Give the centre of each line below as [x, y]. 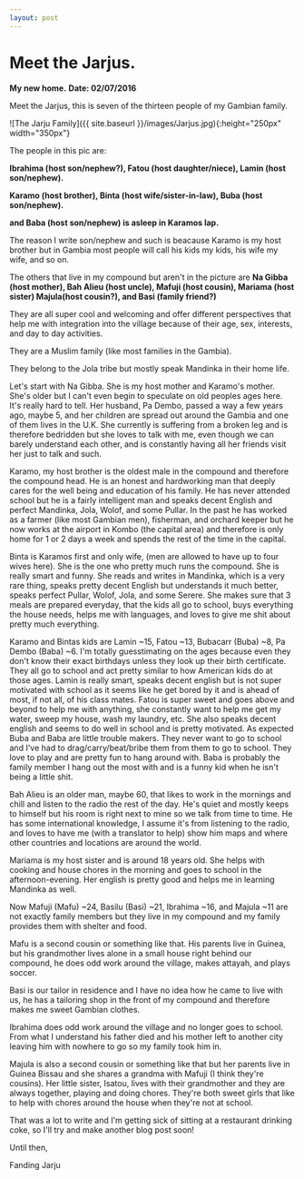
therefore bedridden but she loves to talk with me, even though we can [142, 434]
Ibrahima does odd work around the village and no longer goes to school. [147, 1026]
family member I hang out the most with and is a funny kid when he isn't [144, 767]
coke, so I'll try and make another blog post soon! [102, 1129]
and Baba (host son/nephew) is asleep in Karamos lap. [114, 223]
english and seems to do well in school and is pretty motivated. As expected [152, 728]
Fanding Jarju [35, 1164]
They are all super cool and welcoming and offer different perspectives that [151, 313]
